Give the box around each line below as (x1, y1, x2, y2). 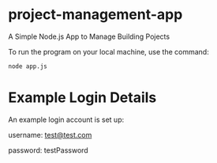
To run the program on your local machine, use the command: (8, 47, 209, 56)
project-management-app (8, 6, 183, 24)
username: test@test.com (8, 130, 92, 139)
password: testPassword (8, 145, 88, 155)
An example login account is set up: (8, 115, 125, 124)
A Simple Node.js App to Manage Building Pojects (8, 32, 170, 41)
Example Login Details (8, 89, 157, 107)
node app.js (8, 62, 47, 70)
